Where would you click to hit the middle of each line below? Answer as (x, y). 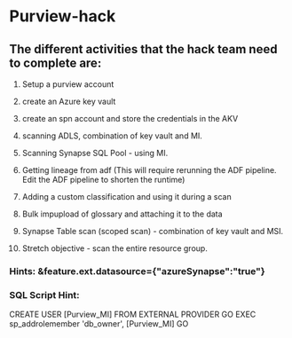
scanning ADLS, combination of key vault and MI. (112, 136)
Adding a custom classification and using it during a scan (127, 197)
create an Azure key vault (69, 101)
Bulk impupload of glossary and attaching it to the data (122, 214)
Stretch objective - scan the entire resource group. (115, 248)
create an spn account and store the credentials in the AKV (130, 118)
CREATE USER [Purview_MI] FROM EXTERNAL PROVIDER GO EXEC (133, 314)
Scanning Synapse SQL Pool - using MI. (95, 153)
